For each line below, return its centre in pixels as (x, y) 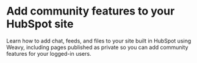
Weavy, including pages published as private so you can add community (97, 47)
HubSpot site (40, 24)
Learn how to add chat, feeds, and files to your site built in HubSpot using (99, 41)
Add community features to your (91, 11)
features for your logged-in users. (49, 53)
